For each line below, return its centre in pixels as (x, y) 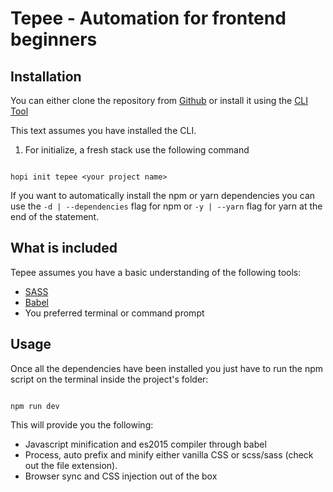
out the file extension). (71, 465)
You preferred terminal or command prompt (114, 313)
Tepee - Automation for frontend (148, 18)
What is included (64, 248)
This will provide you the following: (82, 424)
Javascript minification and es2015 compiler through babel (145, 444)
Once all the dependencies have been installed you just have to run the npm (166, 368)
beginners (54, 39)
